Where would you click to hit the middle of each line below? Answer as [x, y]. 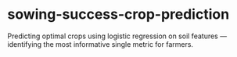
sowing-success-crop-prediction [118, 14]
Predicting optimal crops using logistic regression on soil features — [117, 36]
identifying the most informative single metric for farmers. [100, 44]
